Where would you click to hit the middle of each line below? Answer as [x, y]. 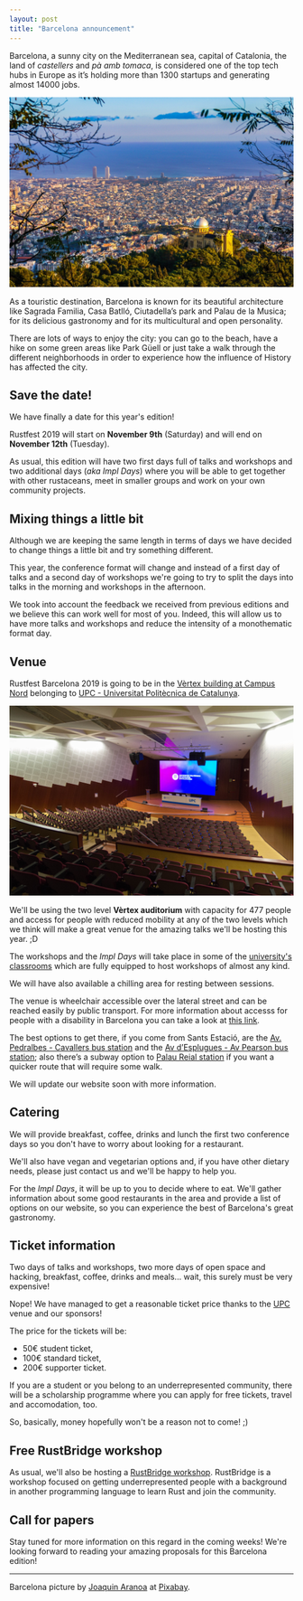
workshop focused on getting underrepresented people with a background [148, 1482]
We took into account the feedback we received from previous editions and [149, 605]
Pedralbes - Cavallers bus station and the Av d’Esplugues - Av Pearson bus [149, 1047]
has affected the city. [49, 367]
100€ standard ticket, [62, 1358]
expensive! [30, 1286]
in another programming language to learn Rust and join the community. [143, 1492]
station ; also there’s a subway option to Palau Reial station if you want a [142, 1057]
